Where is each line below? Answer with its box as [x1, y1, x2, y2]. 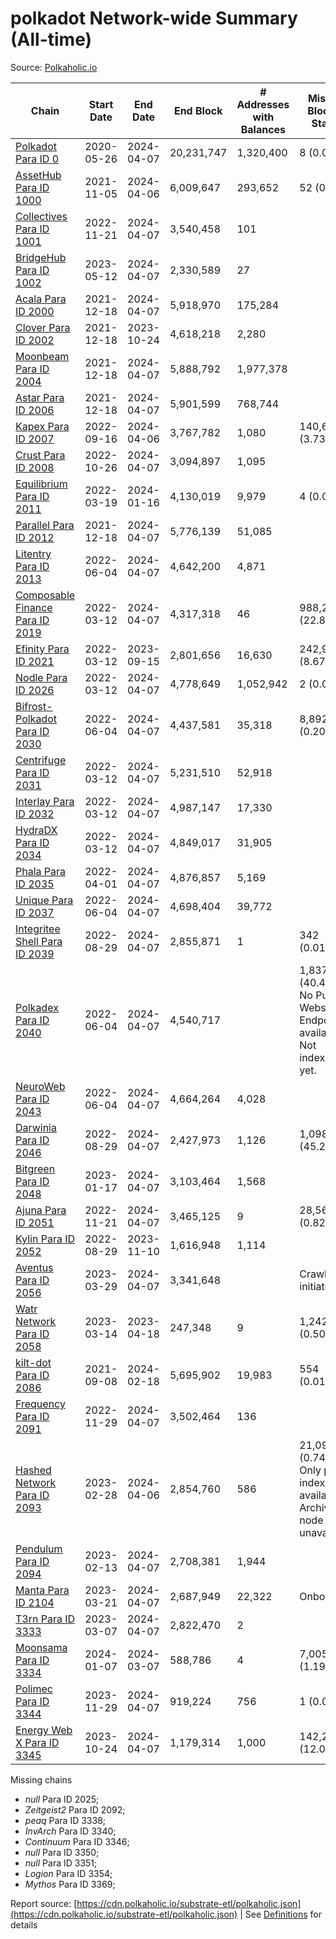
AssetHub [15, 168, 62, 182]
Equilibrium [15, 477, 68, 491]
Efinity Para [15, 642, 70, 656]
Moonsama [15, 1640, 68, 1654]
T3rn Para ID [15, 1612, 76, 1626]
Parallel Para [15, 518, 75, 532]
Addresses [236, 97, 290, 111]
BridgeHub [15, 250, 67, 264]
